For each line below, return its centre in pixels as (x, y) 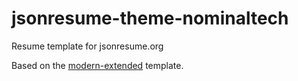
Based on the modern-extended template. (97, 65)
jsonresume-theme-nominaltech (150, 18)
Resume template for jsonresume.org (87, 46)
